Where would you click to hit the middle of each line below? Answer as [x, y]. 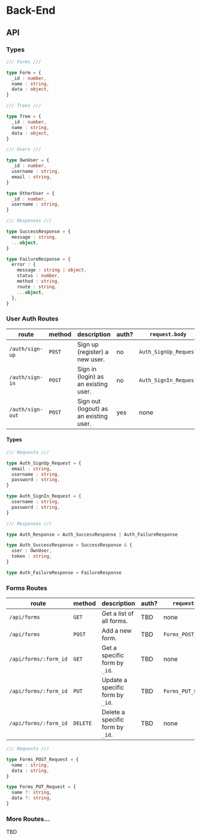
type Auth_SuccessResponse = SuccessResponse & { [69, 545]
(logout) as [92, 408]
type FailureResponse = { [38, 259]
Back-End [31, 10]
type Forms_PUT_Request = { [41, 787]
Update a [114, 680]
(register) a [93, 352]
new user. [91, 359]
